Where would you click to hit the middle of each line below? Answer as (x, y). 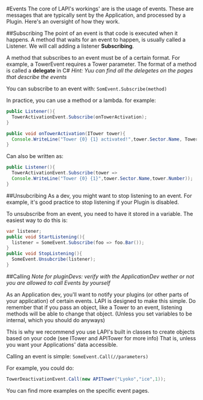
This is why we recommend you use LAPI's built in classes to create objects (101, 332)
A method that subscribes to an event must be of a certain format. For (93, 58)
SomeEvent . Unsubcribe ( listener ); (54, 259)
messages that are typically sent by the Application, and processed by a (96, 15)
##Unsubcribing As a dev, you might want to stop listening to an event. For (99, 195)
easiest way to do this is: (37, 220)
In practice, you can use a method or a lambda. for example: (81, 100)
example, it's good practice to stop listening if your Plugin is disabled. (93, 202)
